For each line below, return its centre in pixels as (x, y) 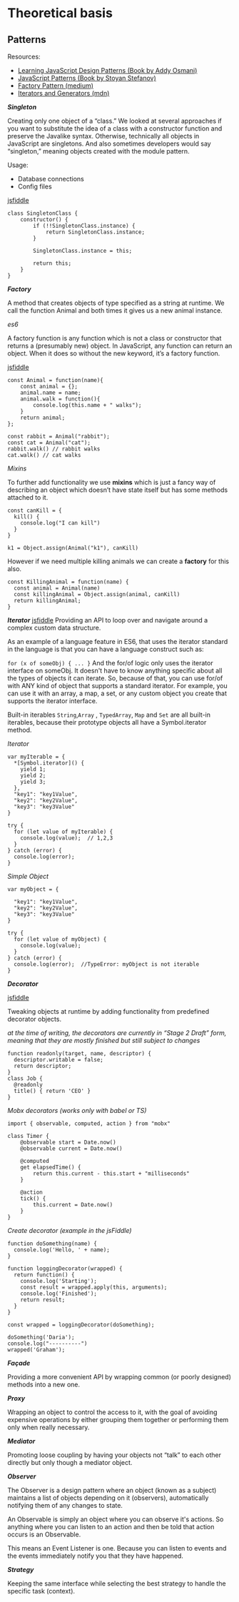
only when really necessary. (49, 1427)
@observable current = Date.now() (71, 1149)
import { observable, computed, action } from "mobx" (89, 1124)
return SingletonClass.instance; (95, 232)
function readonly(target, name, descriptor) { (80, 1054)
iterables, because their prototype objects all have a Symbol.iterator (107, 722)
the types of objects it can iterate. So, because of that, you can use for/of (115, 678)
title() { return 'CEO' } (52, 1091)
